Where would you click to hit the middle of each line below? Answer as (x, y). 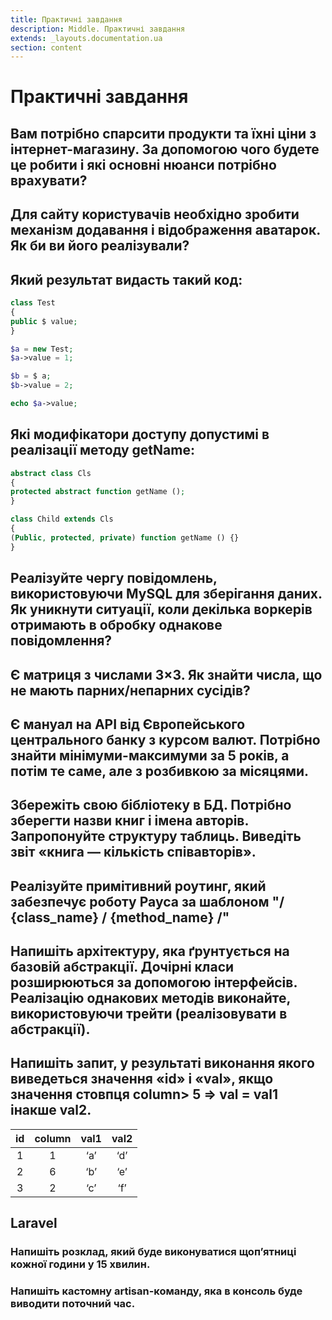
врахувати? (49, 180)
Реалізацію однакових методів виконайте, (150, 998)
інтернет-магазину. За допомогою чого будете (165, 149)
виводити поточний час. (73, 1304)
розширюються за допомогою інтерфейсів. (154, 982)
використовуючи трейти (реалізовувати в (149, 1014)
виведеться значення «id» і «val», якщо (142, 1079)
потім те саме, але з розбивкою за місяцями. (160, 771)
